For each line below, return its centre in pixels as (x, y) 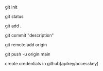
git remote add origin (26, 45)
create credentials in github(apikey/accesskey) (52, 63)
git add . (13, 26)
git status (14, 16)
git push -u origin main (28, 54)
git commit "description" (30, 35)
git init (11, 7)
